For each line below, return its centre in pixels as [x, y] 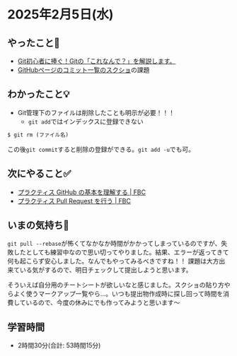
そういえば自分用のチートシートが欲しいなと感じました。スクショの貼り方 [116, 285]
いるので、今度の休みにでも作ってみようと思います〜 [103, 303]
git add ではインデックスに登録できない [86, 121]
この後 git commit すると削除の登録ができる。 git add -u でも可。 [101, 149]
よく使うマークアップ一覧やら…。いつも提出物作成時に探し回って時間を [118, 294]
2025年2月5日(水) [60, 14]
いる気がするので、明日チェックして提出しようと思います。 [106, 270]
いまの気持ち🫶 [38, 225]
